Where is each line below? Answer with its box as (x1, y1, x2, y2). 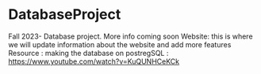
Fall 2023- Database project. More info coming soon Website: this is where (8, 31, 253, 41)
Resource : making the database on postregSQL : (8, 48, 169, 57)
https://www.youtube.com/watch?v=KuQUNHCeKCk (8, 57, 180, 66)
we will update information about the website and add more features (8, 39, 232, 49)
